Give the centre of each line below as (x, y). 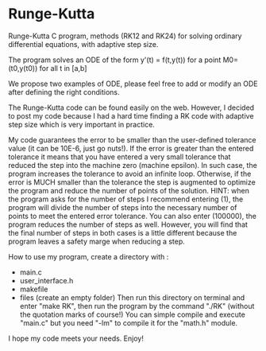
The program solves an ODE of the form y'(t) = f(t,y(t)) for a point (115, 60)
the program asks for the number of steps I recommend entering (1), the (126, 199)
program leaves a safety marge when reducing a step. (96, 241)
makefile (34, 289)
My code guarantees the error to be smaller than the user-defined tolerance (132, 139)
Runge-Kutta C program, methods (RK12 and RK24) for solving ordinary (125, 36)
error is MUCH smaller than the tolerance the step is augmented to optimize (132, 182)
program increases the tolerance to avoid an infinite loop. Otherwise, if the (130, 174)
